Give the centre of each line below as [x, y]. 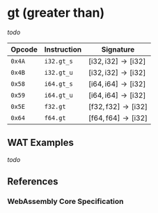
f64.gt [55, 118]
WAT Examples [41, 143]
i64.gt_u [58, 95]
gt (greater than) [56, 13]
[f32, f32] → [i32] [118, 106]
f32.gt [55, 106]
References [33, 182]
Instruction [63, 49]
